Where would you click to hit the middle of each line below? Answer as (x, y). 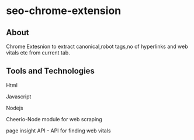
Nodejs (15, 108)
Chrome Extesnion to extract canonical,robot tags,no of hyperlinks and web (97, 46)
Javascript (19, 96)
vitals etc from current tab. (38, 53)
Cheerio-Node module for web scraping (54, 119)
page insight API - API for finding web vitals (58, 131)
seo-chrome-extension (64, 11)
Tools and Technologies (51, 71)
